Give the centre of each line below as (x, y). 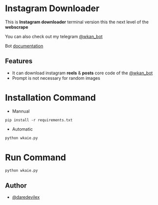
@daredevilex (26, 197)
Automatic (22, 129)
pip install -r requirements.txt (39, 120)
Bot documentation (24, 46)
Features (19, 61)
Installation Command (51, 97)
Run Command (36, 157)
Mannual (21, 111)
